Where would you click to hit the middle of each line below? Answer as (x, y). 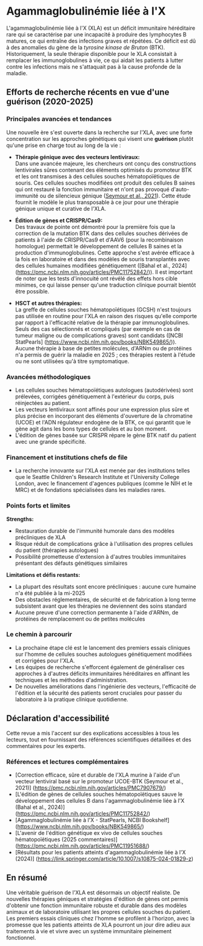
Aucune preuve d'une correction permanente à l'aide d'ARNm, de (97, 612)
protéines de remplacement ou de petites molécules (80, 619)
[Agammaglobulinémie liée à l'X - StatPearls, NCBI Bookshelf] (92, 820)
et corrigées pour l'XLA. (45, 661)
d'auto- (180, 189)
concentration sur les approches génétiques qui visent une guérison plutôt (100, 138)
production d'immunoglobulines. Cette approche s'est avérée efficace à (105, 253)
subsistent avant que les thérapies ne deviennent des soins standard (101, 606)
